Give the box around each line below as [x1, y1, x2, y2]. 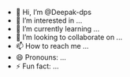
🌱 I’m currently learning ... [15, 24, 100, 33]
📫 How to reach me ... [15, 42, 89, 50]
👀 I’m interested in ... [15, 16, 83, 25]
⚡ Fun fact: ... [15, 61, 59, 71]
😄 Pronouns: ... [15, 53, 67, 62]
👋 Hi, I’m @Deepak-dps [15, 8, 92, 16]
